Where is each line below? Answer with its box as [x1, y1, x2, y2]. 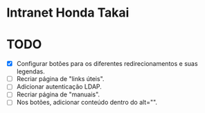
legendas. [16, 67, 46, 76]
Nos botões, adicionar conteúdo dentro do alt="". [16, 98, 157, 107]
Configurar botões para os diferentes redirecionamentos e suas [16, 60, 198, 68]
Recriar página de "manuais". [16, 90, 100, 98]
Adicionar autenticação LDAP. [16, 82, 102, 91]
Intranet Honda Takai [6, 5, 130, 21]
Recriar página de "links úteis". [16, 75, 105, 83]
